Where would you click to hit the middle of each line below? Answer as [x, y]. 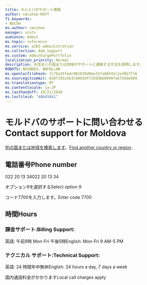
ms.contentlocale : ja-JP [30, 87]
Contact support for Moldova [66, 133]
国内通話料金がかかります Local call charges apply [56, 277]
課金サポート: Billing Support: [40, 229]
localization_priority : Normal [37, 60]
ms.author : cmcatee [25, 28]
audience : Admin [22, 37]
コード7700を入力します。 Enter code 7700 [48, 197]
